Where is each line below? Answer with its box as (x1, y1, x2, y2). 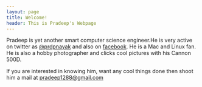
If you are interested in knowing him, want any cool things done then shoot (6, 68, 193, 75)
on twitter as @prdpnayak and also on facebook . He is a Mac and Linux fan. (6, 43, 197, 50)
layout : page (6, 8, 40, 15)
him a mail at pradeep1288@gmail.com (6, 74, 103, 82)
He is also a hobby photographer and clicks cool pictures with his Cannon (6, 50, 192, 57)
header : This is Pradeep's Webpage (6, 20, 97, 26)
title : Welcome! (6, 14, 47, 21)
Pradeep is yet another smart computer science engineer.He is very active (6, 37, 193, 44)
